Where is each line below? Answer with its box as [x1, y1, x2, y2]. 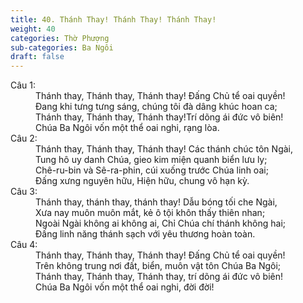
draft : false [10, 52, 65, 62]
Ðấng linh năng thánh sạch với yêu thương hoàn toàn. [35, 228, 256, 240]
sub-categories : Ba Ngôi [10, 42, 114, 53]
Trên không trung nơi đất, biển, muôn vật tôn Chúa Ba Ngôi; [35, 260, 282, 272]
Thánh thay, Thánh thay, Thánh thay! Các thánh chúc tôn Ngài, [35, 143, 294, 155]
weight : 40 [10, 24, 56, 34]
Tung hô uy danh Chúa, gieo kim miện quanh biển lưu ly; [35, 154, 268, 166]
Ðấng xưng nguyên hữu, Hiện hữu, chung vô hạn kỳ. [35, 175, 250, 187]
